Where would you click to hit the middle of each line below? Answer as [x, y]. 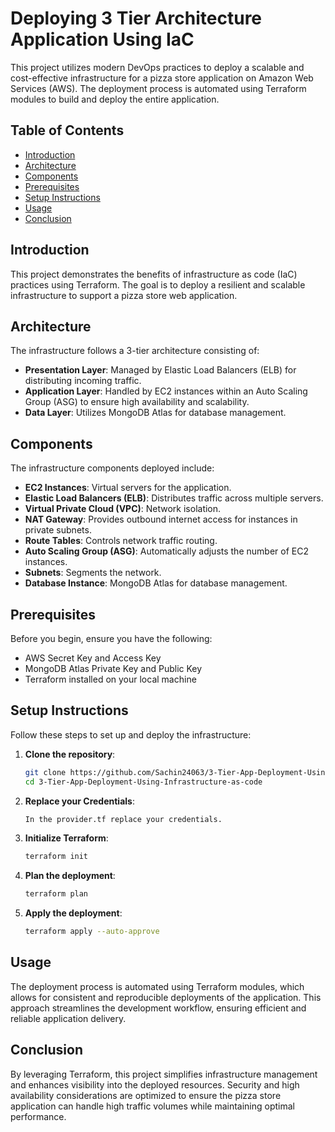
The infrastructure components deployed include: [112, 468]
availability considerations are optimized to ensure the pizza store [146, 1095]
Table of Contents [67, 130]
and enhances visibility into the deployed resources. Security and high [155, 1084]
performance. [38, 1116]
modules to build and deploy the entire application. [115, 99]
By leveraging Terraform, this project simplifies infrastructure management [164, 1074]
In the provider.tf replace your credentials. [123, 819]
